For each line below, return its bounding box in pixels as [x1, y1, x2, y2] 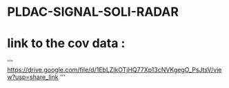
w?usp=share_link [7, 73, 59, 81]
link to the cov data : [7, 36, 126, 52]
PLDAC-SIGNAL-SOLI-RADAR [7, 4, 179, 20]
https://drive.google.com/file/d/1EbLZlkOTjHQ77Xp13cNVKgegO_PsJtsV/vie [7, 66, 222, 74]
